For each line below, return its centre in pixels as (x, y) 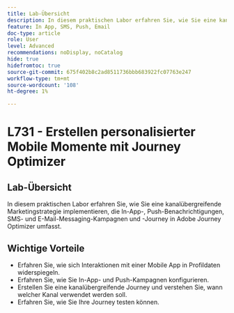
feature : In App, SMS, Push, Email (59, 26)
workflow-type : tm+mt (39, 78)
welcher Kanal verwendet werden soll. (72, 294)
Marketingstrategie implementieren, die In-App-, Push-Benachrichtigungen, (116, 212)
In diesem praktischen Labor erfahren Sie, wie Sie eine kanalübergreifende (114, 204)
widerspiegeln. (39, 272)
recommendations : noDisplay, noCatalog (65, 53)
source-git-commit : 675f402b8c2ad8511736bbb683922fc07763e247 (99, 72)
